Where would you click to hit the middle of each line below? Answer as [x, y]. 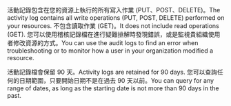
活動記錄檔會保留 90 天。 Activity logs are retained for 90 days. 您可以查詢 [112, 72]
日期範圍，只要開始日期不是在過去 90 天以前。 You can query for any [117, 80]
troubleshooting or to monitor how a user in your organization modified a [110, 51]
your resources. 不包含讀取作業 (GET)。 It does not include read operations [113, 26]
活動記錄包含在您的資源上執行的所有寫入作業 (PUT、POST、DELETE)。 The [114, 10]
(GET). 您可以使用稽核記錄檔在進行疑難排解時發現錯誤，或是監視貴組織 [108, 34]
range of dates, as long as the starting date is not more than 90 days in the [113, 88]
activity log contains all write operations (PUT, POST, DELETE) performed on [116, 18]
